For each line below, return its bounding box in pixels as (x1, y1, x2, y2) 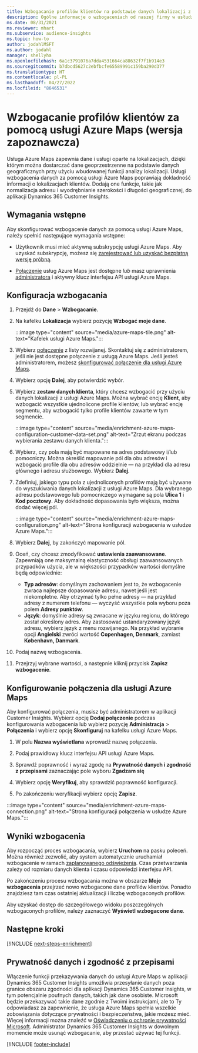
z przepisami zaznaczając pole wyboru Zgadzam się (15, 767, 145, 775)
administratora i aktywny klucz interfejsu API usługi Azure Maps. (15, 273, 171, 280)
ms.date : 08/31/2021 (6, 19, 58, 25)
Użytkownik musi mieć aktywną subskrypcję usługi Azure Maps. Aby (15, 243, 182, 250)
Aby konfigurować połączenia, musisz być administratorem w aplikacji (6, 708, 177, 715)
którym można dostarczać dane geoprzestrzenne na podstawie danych (6, 161, 180, 169)
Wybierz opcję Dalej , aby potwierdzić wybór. (15, 377, 125, 384)
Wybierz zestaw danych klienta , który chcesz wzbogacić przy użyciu (15, 388, 185, 395)
